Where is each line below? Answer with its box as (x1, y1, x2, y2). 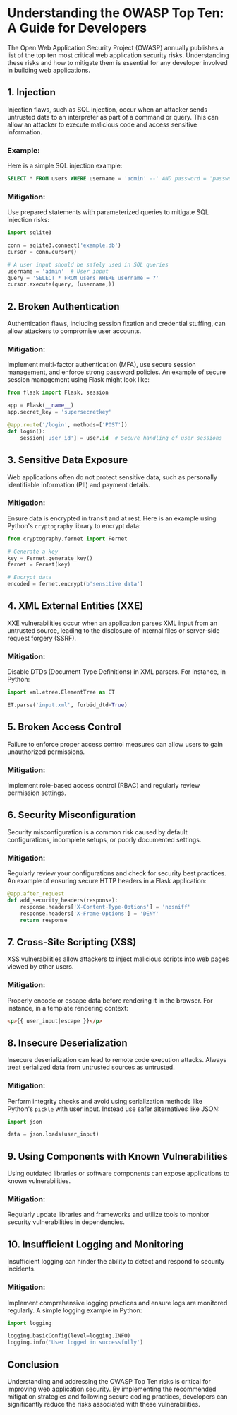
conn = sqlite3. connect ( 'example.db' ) (7, 242, 121, 249)
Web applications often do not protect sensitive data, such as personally (7, 472, 217, 482)
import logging (7, 1320, 52, 1327)
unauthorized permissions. (7, 747, 85, 756)
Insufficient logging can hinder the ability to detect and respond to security (7, 1257, 225, 1266)
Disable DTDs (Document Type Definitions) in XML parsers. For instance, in (7, 668, 226, 676)
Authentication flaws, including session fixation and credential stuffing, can (7, 320, 226, 328)
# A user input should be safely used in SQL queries (7, 261, 169, 268)
